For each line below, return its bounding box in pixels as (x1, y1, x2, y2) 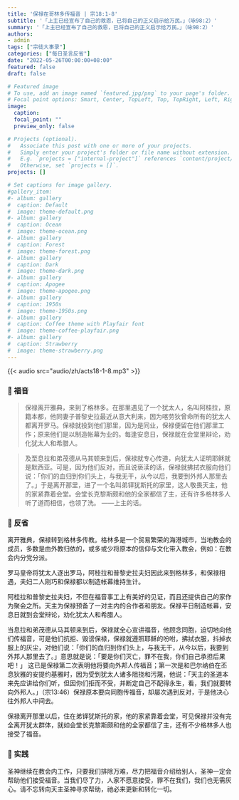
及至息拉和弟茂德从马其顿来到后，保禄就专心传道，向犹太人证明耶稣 (24, 454, 225, 462)
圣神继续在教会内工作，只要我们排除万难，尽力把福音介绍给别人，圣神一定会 (7, 767, 232, 775)
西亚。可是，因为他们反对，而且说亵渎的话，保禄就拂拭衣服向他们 (37, 462, 231, 471)
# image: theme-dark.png (7, 268, 84, 275)
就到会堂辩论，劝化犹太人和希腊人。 (19, 611, 126, 619)
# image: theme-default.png (7, 208, 94, 215)
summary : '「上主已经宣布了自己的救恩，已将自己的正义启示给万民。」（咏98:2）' (7, 24, 215, 31)
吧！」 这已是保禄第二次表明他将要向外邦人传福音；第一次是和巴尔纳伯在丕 (7, 661, 228, 670)
